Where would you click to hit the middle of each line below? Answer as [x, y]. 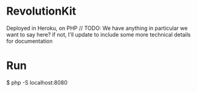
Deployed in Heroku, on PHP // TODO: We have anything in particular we [97, 28]
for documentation [29, 41]
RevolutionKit [41, 11]
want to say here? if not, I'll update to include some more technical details [98, 34]
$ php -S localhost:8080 [37, 82]
